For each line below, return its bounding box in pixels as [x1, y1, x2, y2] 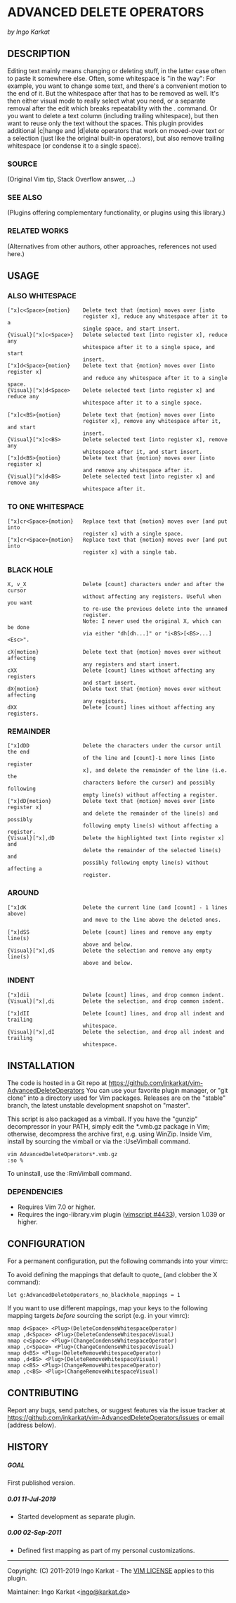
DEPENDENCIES [7, 1186, 63, 1196]
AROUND [7, 888, 39, 898]
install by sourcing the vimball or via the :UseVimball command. [7, 1137, 191, 1146]
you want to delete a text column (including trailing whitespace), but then [7, 111, 219, 120]
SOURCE [7, 159, 38, 169]
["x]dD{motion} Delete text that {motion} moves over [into [7, 798, 216, 805]
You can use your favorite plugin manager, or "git [86, 1086, 228, 1094]
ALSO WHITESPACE [7, 291, 77, 300]
